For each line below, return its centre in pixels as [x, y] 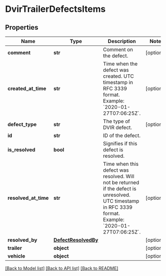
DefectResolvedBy [76, 240]
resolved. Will [119, 176]
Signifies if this [120, 143]
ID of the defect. [122, 136]
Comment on [118, 49]
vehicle [17, 256]
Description [122, 41]
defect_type [22, 124]
